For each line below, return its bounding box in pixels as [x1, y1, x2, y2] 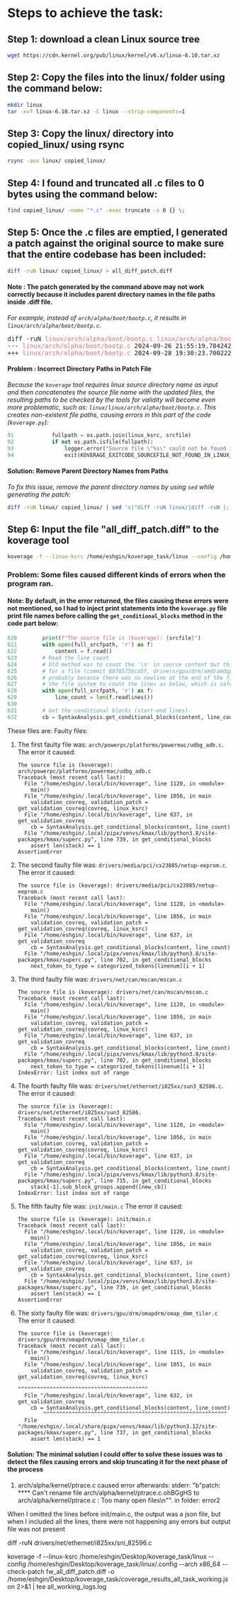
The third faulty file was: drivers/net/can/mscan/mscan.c [17, 975, 183, 983]
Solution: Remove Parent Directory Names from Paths [7, 467, 169, 475]
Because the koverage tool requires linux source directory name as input [7, 380, 218, 389]
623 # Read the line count [7, 654, 110, 662]
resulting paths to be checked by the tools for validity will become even [7, 395, 216, 404]
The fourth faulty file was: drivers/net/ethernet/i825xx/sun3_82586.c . [17, 1082, 224, 1090]
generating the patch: [7, 490, 71, 499]
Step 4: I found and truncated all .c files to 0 [7, 177, 205, 189]
